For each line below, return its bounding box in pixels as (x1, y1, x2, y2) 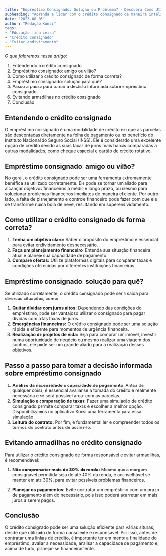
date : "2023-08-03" (5, 16, 45, 21)
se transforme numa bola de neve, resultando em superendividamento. (5, 201, 150, 208)
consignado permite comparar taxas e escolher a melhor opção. (12, 403, 143, 409)
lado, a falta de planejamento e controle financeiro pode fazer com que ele (5, 196, 157, 202)
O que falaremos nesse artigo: (5, 53, 68, 59)
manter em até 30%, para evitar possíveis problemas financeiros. (12, 477, 146, 483)
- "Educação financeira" (5, 30, 56, 35)
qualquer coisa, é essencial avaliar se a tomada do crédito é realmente (12, 387, 156, 393)
